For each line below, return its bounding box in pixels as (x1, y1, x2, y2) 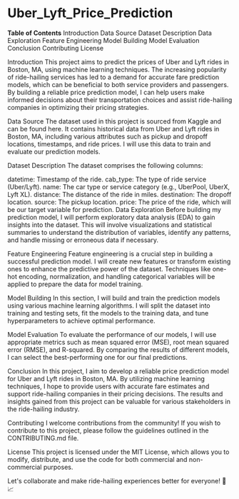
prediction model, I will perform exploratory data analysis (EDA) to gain (7, 213, 215, 221)
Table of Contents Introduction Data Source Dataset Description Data (7, 29, 212, 37)
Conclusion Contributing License (7, 44, 104, 52)
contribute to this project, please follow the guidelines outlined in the (7, 426, 209, 435)
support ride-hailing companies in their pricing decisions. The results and (7, 389, 223, 398)
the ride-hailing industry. (7, 405, 80, 413)
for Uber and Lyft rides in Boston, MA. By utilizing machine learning (7, 374, 205, 383)
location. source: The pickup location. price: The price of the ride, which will (7, 198, 232, 206)
